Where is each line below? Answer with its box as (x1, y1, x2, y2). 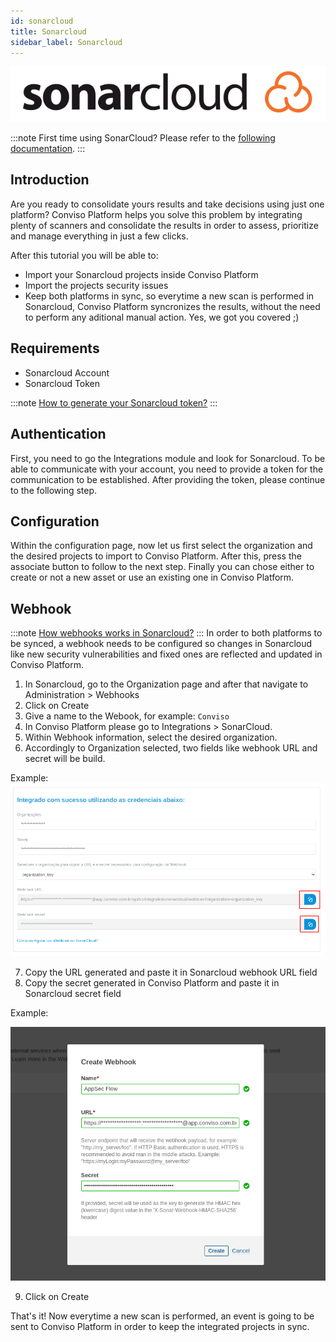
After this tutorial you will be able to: (10, 249, 159, 261)
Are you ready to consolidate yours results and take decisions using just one (10, 198, 325, 210)
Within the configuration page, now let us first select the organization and (10, 540, 313, 552)
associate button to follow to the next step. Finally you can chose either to (10, 561, 315, 573)
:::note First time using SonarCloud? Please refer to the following (10, 132, 276, 144)
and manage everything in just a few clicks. (10, 230, 189, 242)
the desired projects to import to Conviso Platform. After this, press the (10, 550, 302, 562)
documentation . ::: (10, 143, 86, 155)
